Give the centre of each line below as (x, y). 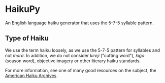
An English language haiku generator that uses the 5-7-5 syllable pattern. (80, 23)
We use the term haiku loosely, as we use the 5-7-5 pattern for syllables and (82, 50)
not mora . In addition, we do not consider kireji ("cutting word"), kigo (75, 55)
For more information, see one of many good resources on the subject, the (81, 70)
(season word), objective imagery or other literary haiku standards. (73, 61)
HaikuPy (23, 9)
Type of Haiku (27, 38)
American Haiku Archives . (32, 76)
